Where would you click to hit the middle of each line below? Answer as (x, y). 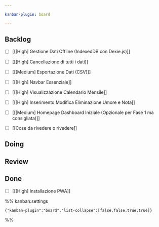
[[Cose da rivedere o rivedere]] (44, 128)
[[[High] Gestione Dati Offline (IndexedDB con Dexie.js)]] (71, 52)
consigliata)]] (26, 118)
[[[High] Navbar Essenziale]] (42, 82)
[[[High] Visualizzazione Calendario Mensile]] (59, 92)
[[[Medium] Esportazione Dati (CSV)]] (51, 72)
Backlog (18, 39)
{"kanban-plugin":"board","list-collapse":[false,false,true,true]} (78, 210)
